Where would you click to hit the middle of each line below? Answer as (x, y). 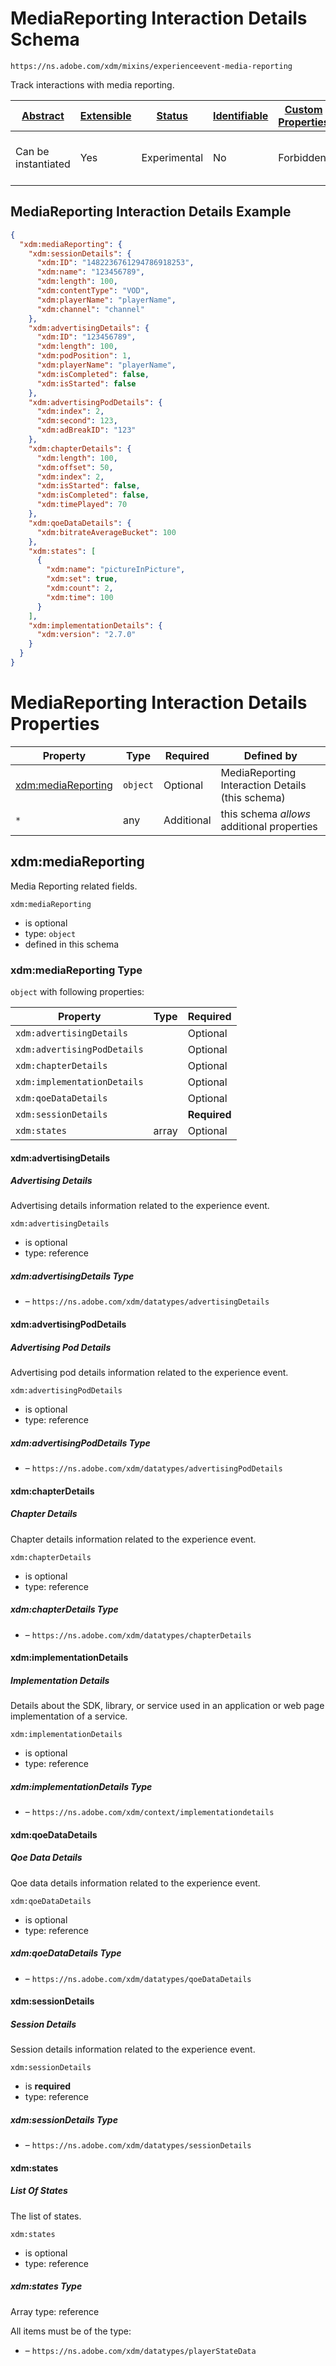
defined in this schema (72, 944)
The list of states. (46, 2216)
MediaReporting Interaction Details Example (151, 212)
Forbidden (302, 157)
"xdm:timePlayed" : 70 (82, 505)
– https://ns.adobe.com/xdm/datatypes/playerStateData (140, 2350)
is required (48, 2086)
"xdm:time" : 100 (80, 597)
